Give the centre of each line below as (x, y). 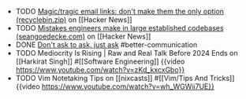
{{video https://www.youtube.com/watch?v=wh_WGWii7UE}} (115, 86)
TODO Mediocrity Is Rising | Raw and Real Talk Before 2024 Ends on (127, 53)
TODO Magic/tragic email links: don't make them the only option (120, 11)
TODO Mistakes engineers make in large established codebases (119, 28)
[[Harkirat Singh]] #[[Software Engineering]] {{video (100, 61)
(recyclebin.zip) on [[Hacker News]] (74, 20)
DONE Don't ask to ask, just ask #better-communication (106, 45)
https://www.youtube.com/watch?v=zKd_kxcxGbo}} (100, 70)
